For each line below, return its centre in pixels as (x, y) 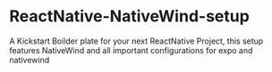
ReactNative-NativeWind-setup (130, 16)
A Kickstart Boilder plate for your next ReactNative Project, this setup (136, 41)
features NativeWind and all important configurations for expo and (131, 50)
